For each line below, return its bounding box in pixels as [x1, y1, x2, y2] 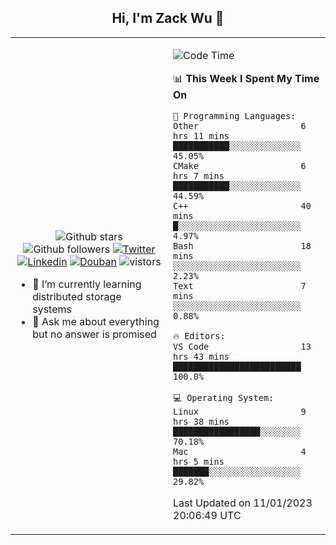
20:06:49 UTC [173, 508, 242, 522]
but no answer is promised [32, 327, 157, 341]
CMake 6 [173, 160, 307, 171]
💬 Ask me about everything [32, 314, 160, 328]
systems [32, 302, 72, 316]
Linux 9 [173, 406, 307, 417]
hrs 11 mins [173, 130, 230, 141]
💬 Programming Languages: [173, 110, 297, 121]
